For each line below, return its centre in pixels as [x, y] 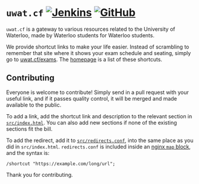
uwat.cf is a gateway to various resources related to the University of [91, 29]
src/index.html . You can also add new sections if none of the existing [91, 122]
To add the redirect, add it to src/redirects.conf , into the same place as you [100, 140]
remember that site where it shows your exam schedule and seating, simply [99, 53]
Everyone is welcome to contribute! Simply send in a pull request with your [97, 92]
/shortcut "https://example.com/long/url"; [61, 164]
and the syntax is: [28, 153]
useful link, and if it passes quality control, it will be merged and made [91, 98]
